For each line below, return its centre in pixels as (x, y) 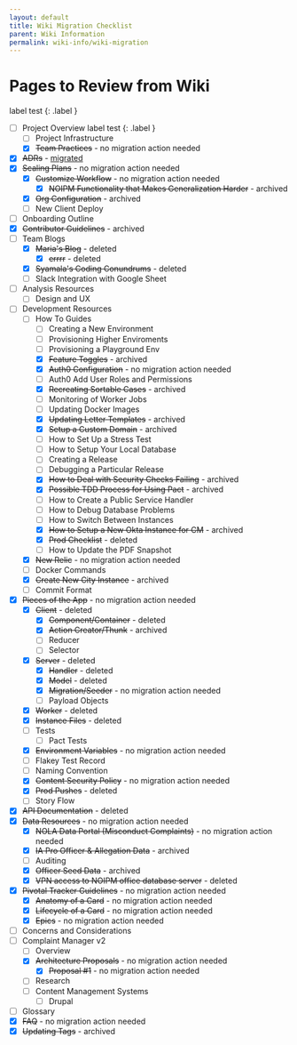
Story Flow (55, 800)
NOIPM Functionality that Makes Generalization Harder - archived (168, 189)
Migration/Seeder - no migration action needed (135, 690)
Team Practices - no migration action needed (118, 149)
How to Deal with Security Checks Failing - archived (144, 479)
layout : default (39, 17)
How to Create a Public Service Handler (121, 500)
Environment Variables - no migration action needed (130, 751)
